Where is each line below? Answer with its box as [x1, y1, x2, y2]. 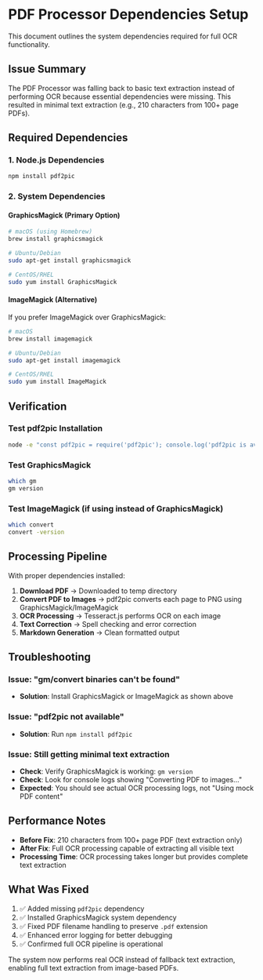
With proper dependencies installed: [8, 570, 125, 580]
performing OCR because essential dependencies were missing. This [8, 92, 232, 101]
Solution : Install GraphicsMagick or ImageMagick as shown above [19, 692, 233, 701]
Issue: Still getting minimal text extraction [8, 749, 170, 760]
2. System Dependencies [8, 191, 106, 202]
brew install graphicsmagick [8, 235, 103, 243]
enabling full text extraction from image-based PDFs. [8, 963, 179, 972]
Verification [8, 399, 67, 413]
